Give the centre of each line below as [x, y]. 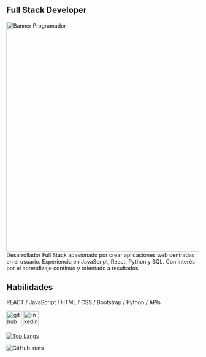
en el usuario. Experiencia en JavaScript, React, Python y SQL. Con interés [101, 261]
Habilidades [30, 287]
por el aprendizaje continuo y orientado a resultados [73, 268]
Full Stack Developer [47, 10]
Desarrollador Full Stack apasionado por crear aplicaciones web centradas [101, 255]
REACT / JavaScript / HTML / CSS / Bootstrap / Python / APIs [84, 302]
